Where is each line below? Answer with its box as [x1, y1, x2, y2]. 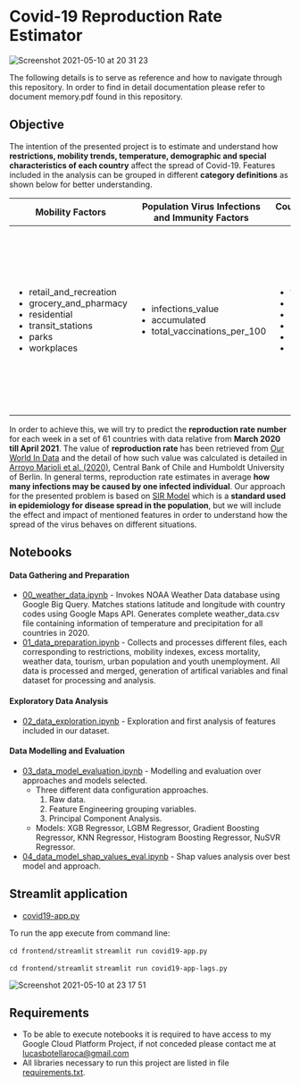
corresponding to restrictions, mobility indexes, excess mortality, [21, 647, 261, 658]
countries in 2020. [21, 628, 90, 639]
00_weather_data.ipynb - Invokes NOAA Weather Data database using [21, 590, 280, 600]
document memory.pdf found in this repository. [9, 91, 183, 102]
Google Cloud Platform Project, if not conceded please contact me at [21, 1039, 277, 1049]
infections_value [151, 302, 220, 315]
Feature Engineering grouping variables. [48, 803, 197, 814]
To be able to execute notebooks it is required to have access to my [21, 1029, 271, 1039]
